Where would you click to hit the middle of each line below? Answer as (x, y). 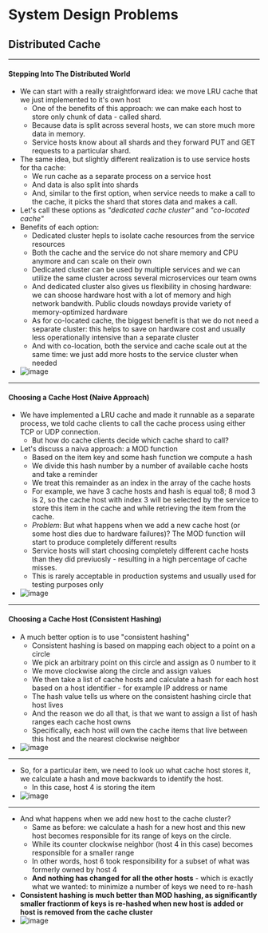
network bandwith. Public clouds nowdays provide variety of (131, 304)
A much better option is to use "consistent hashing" (104, 637)
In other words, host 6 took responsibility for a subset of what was (140, 861)
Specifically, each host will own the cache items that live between (140, 730)
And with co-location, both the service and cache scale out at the (139, 346)
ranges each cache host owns (81, 721)
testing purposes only (67, 585)
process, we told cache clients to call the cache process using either (132, 423)
